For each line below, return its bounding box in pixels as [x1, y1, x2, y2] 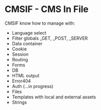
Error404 [11, 78, 31, 84]
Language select [11, 30, 46, 36]
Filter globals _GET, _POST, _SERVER [11, 35, 88, 41]
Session [11, 51, 28, 57]
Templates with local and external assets [11, 94, 96, 100]
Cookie [11, 46, 27, 52]
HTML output [11, 72, 39, 78]
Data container [11, 40, 43, 46]
